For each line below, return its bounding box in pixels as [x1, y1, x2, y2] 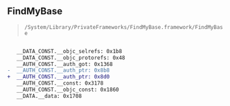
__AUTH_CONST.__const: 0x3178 [16, 80, 104, 87]
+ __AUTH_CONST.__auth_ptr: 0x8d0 [7, 74, 110, 81]
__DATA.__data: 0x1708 [16, 92, 82, 99]
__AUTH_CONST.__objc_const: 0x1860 [16, 86, 119, 94]
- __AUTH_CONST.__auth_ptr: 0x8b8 [7, 67, 110, 74]
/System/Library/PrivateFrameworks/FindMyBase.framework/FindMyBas [24, 23, 223, 30]
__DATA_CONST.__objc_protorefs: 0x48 [16, 54, 126, 61]
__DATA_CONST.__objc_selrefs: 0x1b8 [16, 47, 123, 54]
